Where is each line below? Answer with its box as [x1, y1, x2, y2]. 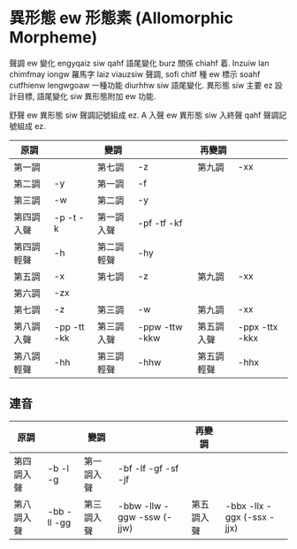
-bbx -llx [225, 499, 264, 512]
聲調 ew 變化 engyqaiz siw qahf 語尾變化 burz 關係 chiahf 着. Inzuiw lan [9, 57, 270, 68]
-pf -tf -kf [137, 217, 183, 229]
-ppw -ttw [137, 320, 183, 332]
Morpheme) [9, 27, 98, 48]
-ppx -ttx [237, 320, 278, 332]
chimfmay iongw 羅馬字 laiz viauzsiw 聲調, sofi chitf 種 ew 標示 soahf [9, 68, 261, 80]
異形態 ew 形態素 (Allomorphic [9, 8, 234, 28]
